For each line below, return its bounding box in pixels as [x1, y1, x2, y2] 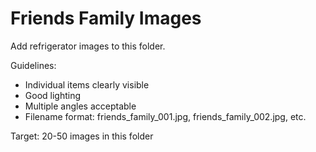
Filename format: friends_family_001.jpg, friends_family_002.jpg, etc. [24, 110, 307, 122]
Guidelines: [10, 59, 57, 71]
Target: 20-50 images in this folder [10, 130, 154, 142]
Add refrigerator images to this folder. [10, 40, 166, 52]
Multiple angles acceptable [24, 100, 137, 112]
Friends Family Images [10, 7, 202, 30]
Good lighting [24, 89, 82, 101]
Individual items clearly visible [24, 78, 150, 91]
